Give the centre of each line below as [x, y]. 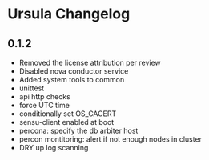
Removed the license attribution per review [90, 62]
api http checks [45, 96]
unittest [32, 88]
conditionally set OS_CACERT [68, 114]
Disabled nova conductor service [74, 71]
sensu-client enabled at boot [66, 122]
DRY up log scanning [54, 148]
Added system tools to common [72, 80]
